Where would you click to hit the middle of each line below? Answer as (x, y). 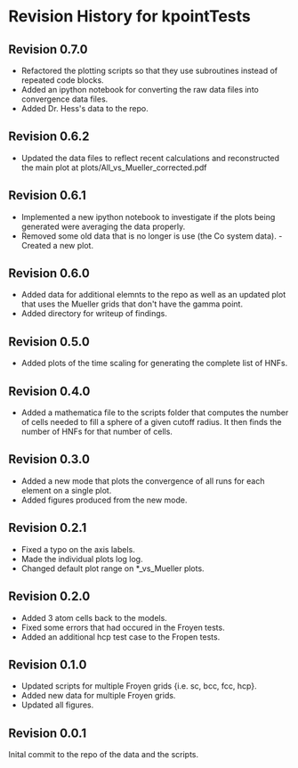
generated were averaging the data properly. (103, 226)
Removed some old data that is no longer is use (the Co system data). (149, 236)
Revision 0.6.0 (49, 274)
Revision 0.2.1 (48, 528)
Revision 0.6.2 (49, 137)
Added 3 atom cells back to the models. (94, 617)
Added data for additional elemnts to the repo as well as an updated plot (153, 295)
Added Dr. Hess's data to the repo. (85, 108)
